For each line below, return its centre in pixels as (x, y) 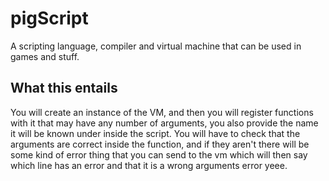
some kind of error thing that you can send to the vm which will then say (159, 154)
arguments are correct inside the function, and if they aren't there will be (160, 144)
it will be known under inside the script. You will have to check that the (155, 133)
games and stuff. (45, 56)
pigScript (49, 18)
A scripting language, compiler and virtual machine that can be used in (156, 46)
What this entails (64, 88)
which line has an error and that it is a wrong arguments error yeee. (149, 165)
